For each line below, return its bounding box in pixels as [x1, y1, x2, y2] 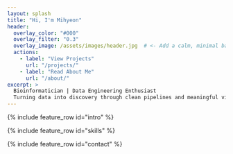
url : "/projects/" [25, 62, 79, 69]
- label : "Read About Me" [19, 68, 95, 75]
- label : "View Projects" [19, 55, 95, 62]
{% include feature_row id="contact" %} [7, 140, 123, 148]
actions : [13, 49, 39, 56]
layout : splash [7, 10, 51, 17]
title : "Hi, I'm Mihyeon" [7, 17, 82, 24]
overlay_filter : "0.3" [13, 36, 79, 43]
